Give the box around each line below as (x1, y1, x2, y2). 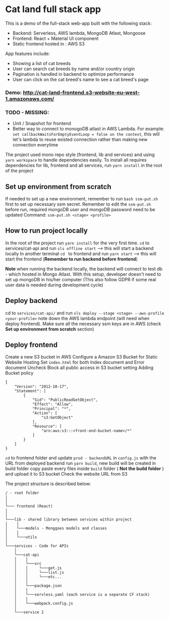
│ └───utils (5, 535, 37, 540)
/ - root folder (5, 491, 39, 496)
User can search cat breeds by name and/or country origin (12, 66, 135, 72)
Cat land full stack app (5, 4, 101, 15)
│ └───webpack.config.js (14, 601, 73, 606)
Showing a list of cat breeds (12, 60, 71, 66)
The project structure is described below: (5, 481, 91, 487)
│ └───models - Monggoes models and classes (5, 526, 107, 531)
